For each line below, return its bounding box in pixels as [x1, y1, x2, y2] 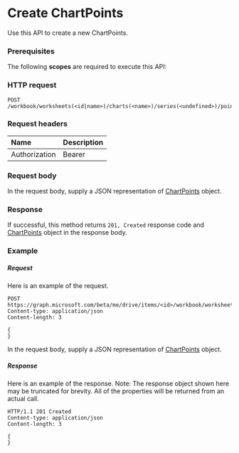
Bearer [63, 149, 85, 159]
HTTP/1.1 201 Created [7, 408, 72, 415]
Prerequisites [7, 46, 55, 56]
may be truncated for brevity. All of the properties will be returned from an [7, 387, 225, 395]
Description [63, 137, 104, 147]
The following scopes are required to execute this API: [7, 63, 167, 71]
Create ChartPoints [7, 5, 124, 21]
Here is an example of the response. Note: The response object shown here [7, 379, 230, 388]
